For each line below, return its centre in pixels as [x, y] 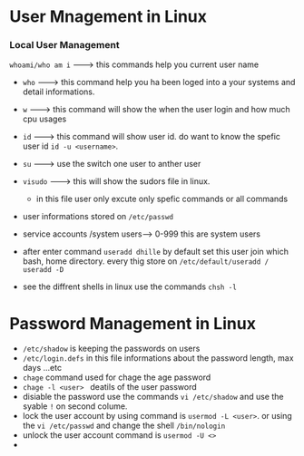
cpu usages [44, 119]
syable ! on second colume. [75, 406]
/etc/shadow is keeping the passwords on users [111, 349]
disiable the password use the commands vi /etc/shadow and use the [153, 397]
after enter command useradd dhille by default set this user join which [155, 252]
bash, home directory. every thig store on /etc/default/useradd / [146, 261]
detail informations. [59, 92]
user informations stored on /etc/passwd [98, 217]
